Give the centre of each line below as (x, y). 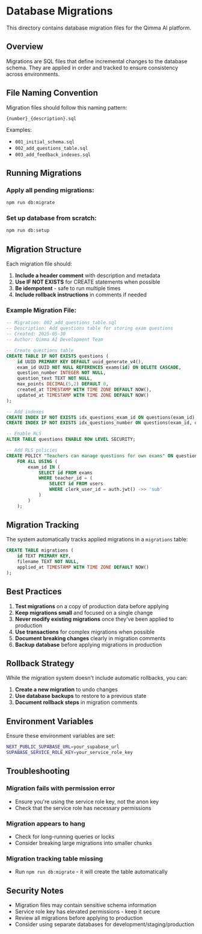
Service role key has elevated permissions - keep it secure (87, 912)
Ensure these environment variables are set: (61, 736)
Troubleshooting (38, 771)
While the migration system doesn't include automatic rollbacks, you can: (97, 678)
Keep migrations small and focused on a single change (84, 612)
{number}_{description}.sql (41, 119)
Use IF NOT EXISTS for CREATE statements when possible (87, 282)
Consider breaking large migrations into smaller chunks (83, 843)
